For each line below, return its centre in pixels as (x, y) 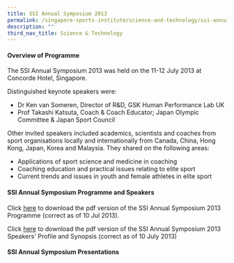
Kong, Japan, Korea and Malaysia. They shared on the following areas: (108, 148)
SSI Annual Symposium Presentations (63, 252)
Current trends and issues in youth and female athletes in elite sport (115, 176)
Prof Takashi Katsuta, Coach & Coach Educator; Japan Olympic (108, 113)
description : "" (31, 26)
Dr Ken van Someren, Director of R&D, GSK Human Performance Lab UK (121, 105)
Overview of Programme (44, 55)
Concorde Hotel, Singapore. (47, 78)
